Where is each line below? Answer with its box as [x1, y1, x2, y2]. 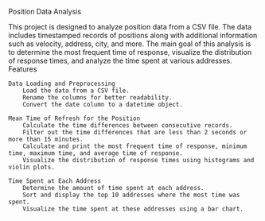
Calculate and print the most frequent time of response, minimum [22, 142, 247, 150]
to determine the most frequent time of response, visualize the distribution [8, 48, 252, 56]
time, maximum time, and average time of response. [8, 149, 183, 157]
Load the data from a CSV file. [22, 87, 130, 95]
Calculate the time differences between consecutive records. [22, 122, 233, 130]
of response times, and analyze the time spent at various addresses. [8, 56, 232, 65]
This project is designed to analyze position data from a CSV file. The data [8, 22, 252, 31]
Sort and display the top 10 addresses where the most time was [22, 191, 240, 199]
